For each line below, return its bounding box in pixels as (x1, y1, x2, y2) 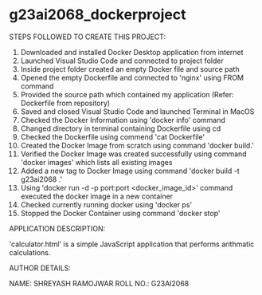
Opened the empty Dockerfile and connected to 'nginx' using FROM (20, 73, 244, 82)
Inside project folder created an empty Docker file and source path (20, 64, 240, 73)
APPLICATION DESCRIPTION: (9, 223, 106, 233)
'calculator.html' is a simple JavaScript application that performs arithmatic (9, 239, 255, 249)
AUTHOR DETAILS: (9, 263, 71, 273)
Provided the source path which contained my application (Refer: (20, 89, 234, 99)
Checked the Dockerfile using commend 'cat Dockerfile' (20, 132, 205, 141)
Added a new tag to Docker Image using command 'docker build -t (20, 166, 240, 175)
